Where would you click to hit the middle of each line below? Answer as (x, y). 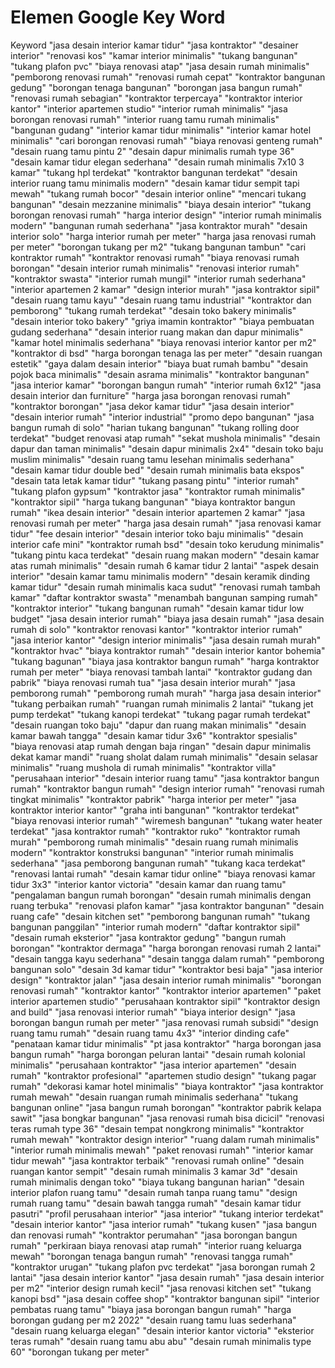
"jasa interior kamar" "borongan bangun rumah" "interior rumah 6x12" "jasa (166, 385)
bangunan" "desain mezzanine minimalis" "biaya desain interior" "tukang (161, 204)
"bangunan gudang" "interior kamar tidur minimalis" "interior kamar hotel (161, 130)
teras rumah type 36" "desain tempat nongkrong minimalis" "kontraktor (157, 1128)
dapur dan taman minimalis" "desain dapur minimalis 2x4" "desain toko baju (167, 448)
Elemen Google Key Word (118, 17)
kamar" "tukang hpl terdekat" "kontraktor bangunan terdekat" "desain (154, 172)
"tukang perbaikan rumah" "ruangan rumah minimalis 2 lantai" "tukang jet (162, 703)
